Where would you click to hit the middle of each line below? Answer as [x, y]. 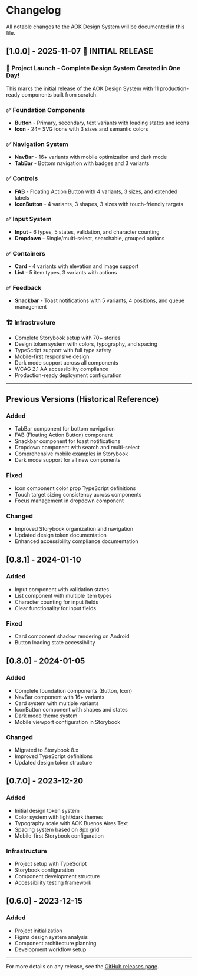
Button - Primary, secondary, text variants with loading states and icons [102, 123]
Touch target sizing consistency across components [78, 494]
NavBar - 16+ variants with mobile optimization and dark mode [91, 157]
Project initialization [39, 931]
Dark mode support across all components [67, 362]
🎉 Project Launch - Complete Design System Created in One [93, 68]
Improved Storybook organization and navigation [74, 528]
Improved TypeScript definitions [54, 756]
